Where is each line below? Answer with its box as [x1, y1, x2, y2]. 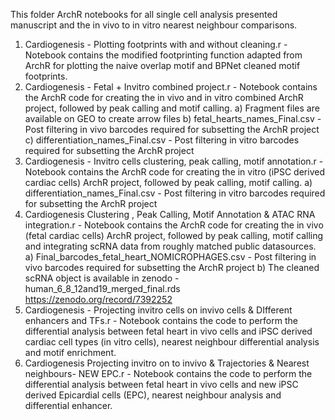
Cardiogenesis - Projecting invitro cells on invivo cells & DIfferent [24, 304, 293, 316]
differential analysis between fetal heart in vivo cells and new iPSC [24, 379, 299, 390]
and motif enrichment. [24, 347, 117, 358]
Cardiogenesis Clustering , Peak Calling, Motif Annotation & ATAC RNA [24, 209, 316, 220]
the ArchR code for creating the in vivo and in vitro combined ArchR [24, 92, 304, 103]
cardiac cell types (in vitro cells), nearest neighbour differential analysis [24, 336, 320, 348]
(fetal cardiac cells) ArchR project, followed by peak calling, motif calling [24, 230, 324, 241]
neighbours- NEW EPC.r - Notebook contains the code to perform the [24, 368, 313, 379]
